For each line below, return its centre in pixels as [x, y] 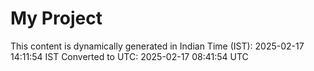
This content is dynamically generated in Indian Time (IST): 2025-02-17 [157, 46]
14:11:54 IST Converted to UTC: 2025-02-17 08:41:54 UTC [129, 56]
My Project [56, 18]
